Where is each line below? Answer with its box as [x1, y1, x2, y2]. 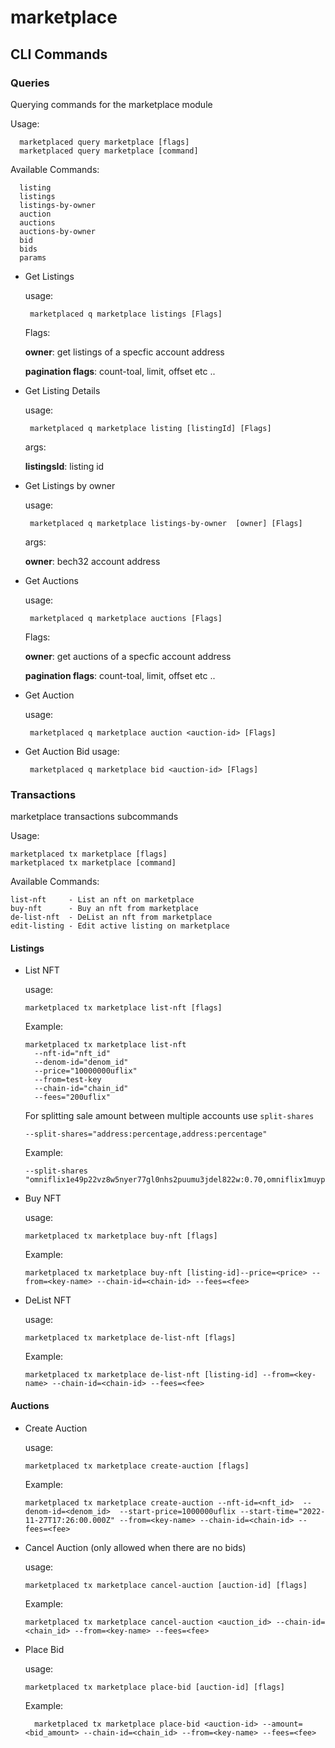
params [19, 252, 47, 263]
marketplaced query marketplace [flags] [19, 137, 190, 147]
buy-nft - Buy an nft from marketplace [10, 904, 199, 914]
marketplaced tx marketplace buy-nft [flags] [24, 1231, 218, 1241]
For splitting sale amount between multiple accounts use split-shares [24, 1110, 315, 1122]
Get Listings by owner [24, 479, 116, 491]
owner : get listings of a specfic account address [24, 346, 225, 358]
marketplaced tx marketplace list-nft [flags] [24, 1003, 223, 1013]
